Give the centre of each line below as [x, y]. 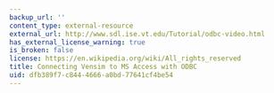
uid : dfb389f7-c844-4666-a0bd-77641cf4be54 [91, 75]
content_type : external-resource [71, 26]
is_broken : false [42, 50]
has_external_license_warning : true [77, 42]
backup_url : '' [37, 17]
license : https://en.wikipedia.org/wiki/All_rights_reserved [125, 58]
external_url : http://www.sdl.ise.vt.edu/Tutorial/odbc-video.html [137, 34]
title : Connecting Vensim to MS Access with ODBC [104, 67]
